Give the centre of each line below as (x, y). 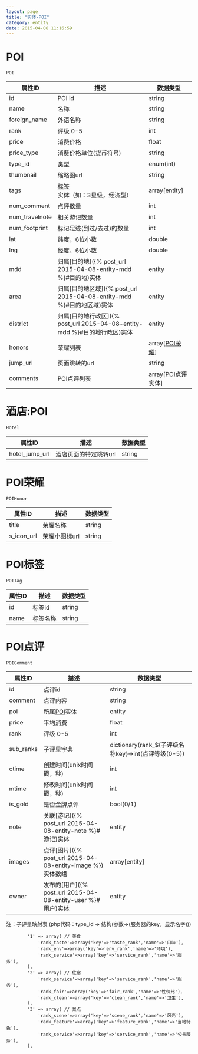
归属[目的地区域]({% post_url (98, 289)
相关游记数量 (75, 218)
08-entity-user (65, 900)
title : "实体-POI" (28, 17)
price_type (24, 153)
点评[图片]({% (63, 850)
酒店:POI (27, 412)
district (19, 324)
